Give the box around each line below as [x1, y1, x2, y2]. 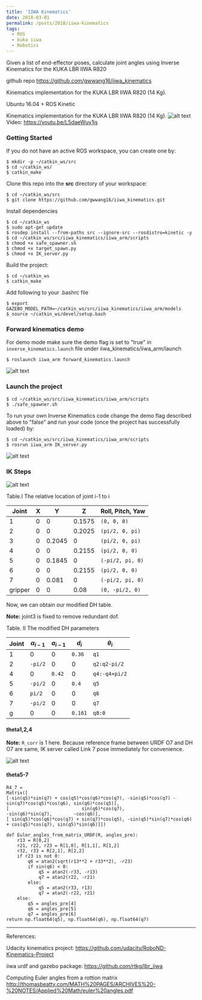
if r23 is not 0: [17, 853, 61, 859]
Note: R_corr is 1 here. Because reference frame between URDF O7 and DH [6, 739, 194, 746]
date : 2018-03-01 [6, 14, 50, 20]
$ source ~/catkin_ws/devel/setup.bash [6, 311, 106, 317]
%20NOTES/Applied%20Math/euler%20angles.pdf [6, 987, 133, 994]
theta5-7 [6, 771, 29, 778]
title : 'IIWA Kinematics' [6, 8, 71, 15]
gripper [9, 586, 30, 594]
